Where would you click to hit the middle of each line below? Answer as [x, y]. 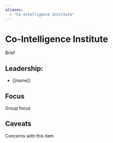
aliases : [14, 10]
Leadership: [24, 69]
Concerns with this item [29, 136]
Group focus [18, 108]
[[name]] [21, 81]
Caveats [18, 124]
